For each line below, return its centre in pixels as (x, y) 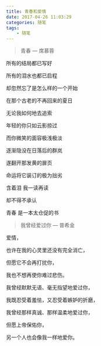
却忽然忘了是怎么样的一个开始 (42, 88)
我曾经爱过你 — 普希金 (47, 225)
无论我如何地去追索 (29, 113)
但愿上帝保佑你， (27, 325)
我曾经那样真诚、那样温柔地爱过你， (50, 313)
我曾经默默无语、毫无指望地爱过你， (50, 287)
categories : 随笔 (26, 22)
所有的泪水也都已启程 (32, 76)
